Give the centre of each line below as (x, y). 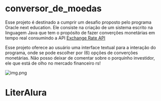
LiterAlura (26, 93)
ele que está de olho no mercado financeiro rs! (53, 63)
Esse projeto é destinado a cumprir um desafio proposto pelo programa (78, 22)
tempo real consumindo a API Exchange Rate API (55, 38)
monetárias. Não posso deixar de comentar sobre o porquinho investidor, (80, 58)
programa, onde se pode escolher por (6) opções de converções (72, 53)
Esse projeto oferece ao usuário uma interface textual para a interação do (80, 47)
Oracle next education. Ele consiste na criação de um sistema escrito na (79, 27)
